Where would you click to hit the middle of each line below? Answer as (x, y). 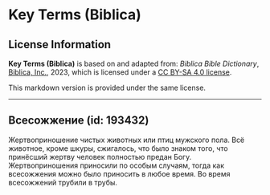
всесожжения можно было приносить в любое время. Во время (119, 173)
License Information (59, 45)
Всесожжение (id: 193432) (79, 121)
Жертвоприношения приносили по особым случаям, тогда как (117, 165)
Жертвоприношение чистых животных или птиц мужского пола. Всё (127, 140)
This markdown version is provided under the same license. (107, 87)
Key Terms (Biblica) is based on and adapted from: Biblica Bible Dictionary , (134, 63)
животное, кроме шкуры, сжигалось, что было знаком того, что (118, 148)
